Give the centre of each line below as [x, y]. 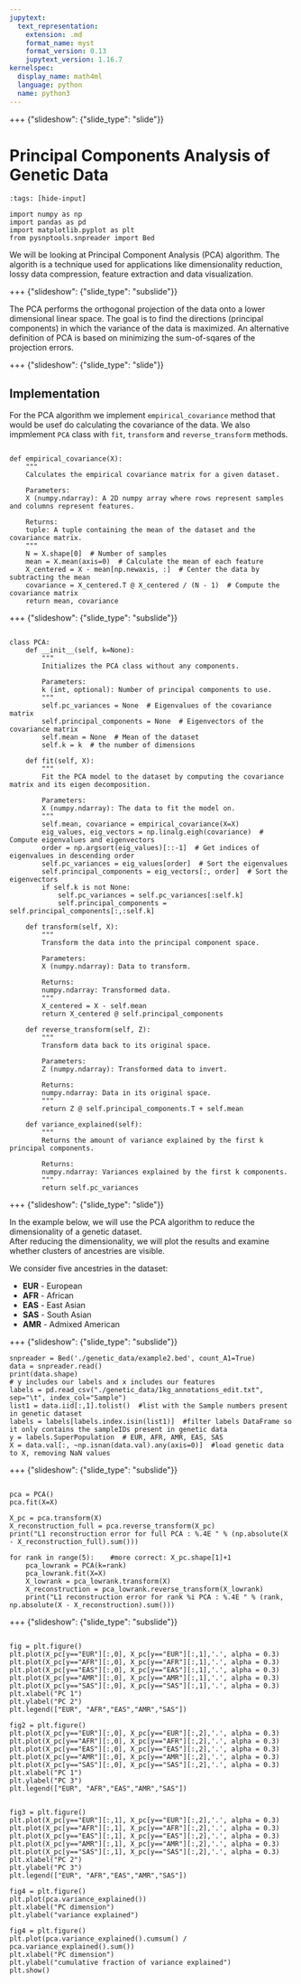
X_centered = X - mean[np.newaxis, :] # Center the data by [142, 570]
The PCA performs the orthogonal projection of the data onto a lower [137, 309]
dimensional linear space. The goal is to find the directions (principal [137, 319]
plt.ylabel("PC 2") [46, 1702]
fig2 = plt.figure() [48, 1726]
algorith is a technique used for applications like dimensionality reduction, [146, 265]
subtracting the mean [50, 578]
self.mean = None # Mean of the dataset [121, 737]
